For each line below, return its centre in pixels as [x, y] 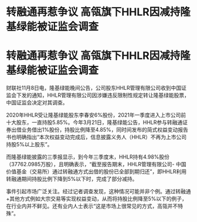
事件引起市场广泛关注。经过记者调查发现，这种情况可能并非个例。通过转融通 [98, 191]
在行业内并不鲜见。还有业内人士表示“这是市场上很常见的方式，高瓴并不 [92, 206]
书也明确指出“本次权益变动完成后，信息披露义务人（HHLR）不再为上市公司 [96, 137]
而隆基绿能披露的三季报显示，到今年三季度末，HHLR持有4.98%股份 [88, 157]
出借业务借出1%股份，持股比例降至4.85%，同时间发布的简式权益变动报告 [100, 130]
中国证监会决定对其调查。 [37, 103]
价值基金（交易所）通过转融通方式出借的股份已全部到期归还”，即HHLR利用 [96, 171]
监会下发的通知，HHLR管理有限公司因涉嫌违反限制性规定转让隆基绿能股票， [98, 95]
